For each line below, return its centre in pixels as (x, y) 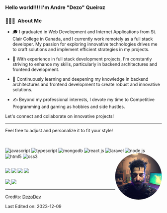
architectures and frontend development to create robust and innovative (86, 84)
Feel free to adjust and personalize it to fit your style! (59, 131)
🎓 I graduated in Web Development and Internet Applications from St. (84, 32)
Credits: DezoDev (23, 197)
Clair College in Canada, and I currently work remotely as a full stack (83, 39)
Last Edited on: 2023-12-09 (33, 207)
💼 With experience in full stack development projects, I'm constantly (82, 59)
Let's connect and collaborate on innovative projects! (60, 116)
